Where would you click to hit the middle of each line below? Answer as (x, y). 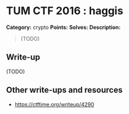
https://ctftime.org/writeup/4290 (54, 104)
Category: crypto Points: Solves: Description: (63, 27)
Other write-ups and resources (64, 90)
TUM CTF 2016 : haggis (65, 11)
